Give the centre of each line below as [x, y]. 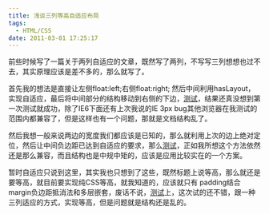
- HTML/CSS [34, 30]
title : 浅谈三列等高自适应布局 [54, 16]
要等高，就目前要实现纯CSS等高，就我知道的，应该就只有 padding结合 [125, 182]
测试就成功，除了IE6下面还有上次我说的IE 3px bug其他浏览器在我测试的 [140, 109]
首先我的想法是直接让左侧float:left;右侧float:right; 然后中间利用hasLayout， [132, 89]
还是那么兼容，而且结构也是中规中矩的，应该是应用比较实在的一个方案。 [127, 156]
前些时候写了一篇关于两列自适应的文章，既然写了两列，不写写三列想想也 [127, 61]
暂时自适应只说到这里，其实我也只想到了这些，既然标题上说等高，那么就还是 [134, 172]
